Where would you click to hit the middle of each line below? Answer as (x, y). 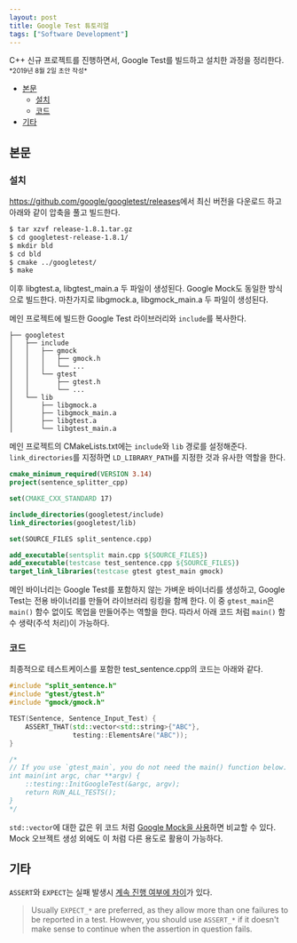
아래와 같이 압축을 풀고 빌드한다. (65, 212)
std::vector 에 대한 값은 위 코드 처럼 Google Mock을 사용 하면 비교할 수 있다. (143, 827)
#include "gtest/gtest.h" (57, 694)
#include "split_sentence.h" (63, 686)
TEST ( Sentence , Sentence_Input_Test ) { (83, 719)
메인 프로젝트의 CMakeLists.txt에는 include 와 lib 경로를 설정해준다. (129, 446)
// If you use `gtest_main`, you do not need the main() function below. (148, 768)
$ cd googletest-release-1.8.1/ (69, 237)
